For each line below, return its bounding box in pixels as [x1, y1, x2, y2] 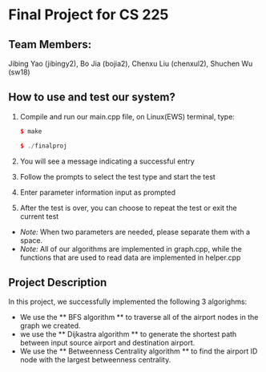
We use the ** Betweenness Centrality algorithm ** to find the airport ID [19, 346, 258, 356]
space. [19, 235, 42, 245]
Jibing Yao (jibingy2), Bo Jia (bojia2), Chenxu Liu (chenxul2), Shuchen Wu [8, 59, 253, 68]
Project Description [8, 275, 107, 289]
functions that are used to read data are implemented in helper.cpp [19, 253, 241, 262]
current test [19, 211, 59, 221]
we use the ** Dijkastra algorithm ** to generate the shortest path [19, 330, 237, 339]
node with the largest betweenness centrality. [19, 355, 171, 365]
